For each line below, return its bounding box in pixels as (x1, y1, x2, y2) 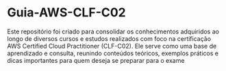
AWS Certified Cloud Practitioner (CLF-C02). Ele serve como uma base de (7, 42, 217, 50)
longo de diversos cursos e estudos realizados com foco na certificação (7, 34, 211, 42)
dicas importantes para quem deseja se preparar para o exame (7, 56, 185, 64)
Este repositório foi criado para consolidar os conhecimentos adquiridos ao (7, 27, 219, 35)
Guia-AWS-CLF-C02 (7, 5, 126, 20)
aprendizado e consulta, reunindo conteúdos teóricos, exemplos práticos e (7, 49, 219, 57)
